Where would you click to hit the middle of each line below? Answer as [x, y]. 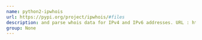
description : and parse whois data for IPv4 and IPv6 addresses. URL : [98, 22]
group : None [21, 28]
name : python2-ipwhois [35, 11]
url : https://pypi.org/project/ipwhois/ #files [66, 17]
